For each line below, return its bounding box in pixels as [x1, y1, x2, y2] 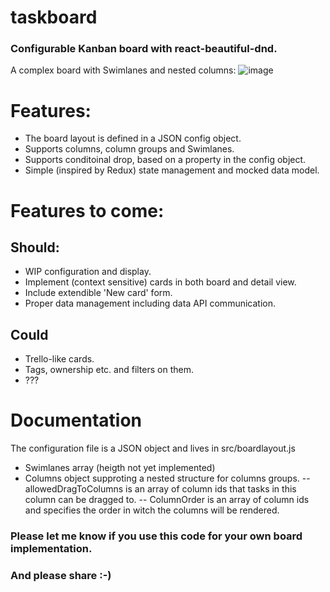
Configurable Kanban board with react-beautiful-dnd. [10, 42, 278, 56]
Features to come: [10, 199, 165, 222]
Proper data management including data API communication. [24, 297, 277, 310]
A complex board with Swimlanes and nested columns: [10, 64, 237, 76]
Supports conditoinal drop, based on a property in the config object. [24, 154, 307, 166]
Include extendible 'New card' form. [24, 287, 173, 299]
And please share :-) [10, 569, 112, 583]
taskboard [10, 6, 98, 29]
